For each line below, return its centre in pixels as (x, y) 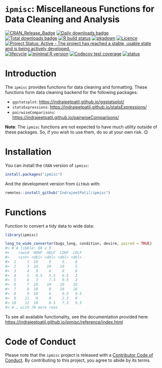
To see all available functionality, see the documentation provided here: (77, 317)
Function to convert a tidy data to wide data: (50, 226)
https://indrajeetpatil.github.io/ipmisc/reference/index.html (64, 322)
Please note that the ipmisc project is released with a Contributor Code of (79, 355)
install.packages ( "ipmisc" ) (34, 174)
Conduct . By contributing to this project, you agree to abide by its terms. (78, 360)
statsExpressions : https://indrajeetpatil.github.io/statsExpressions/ (79, 107)
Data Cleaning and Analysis (62, 19)
